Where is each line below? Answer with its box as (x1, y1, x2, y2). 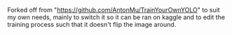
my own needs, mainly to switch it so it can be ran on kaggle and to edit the (7, 13, 226, 21)
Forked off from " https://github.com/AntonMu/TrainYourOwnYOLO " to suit (7, 6, 220, 14)
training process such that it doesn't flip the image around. (7, 21, 177, 28)
